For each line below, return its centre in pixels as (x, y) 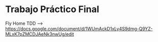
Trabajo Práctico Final (52, 9)
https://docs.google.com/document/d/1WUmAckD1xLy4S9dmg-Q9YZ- (79, 28)
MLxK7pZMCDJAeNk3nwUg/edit (40, 34)
